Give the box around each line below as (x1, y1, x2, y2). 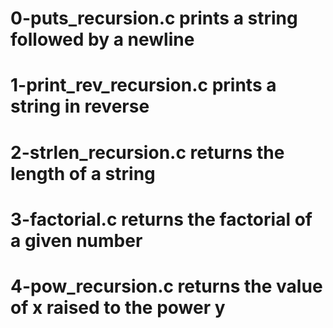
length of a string (10, 162, 156, 185)
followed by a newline (10, 28, 195, 51)
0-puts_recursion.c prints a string (10, 7, 298, 30)
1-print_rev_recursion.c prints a (10, 74, 277, 97)
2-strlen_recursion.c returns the (10, 141, 285, 164)
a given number (10, 229, 143, 252)
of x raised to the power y (10, 296, 226, 319)
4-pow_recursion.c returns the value (10, 275, 323, 297)
